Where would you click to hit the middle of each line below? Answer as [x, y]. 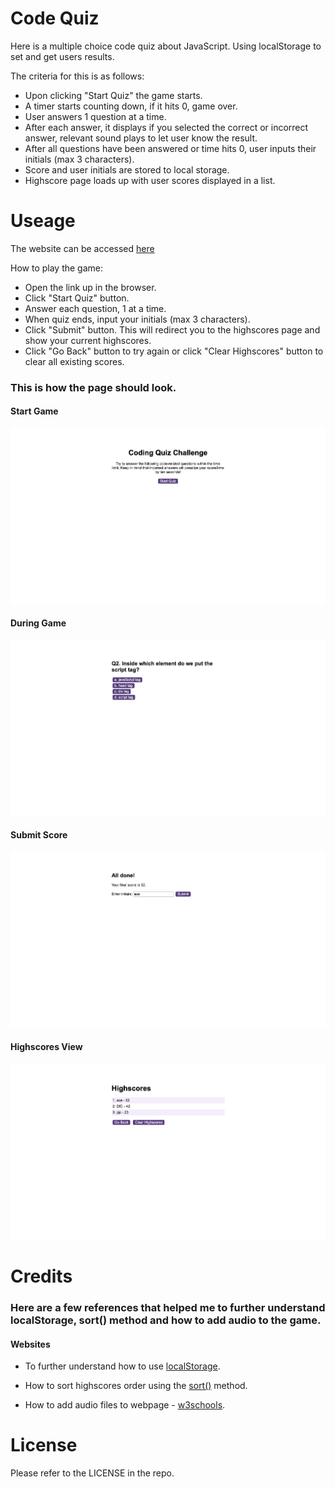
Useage [43, 221]
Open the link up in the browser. [90, 287]
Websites [30, 1344]
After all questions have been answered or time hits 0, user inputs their [170, 148]
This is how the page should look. [93, 387]
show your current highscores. [88, 340]
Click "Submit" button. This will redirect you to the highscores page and [172, 329]
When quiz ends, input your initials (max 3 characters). [137, 319]
